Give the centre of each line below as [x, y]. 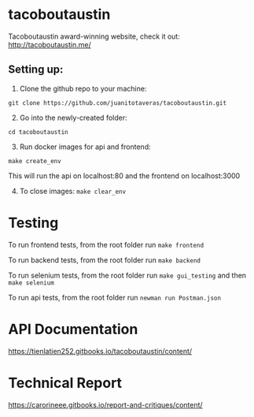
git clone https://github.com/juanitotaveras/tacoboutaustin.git [117, 103]
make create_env [35, 161]
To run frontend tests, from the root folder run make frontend [106, 244]
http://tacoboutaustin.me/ [50, 44]
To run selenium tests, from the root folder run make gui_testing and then [127, 275]
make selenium [31, 283]
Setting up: [36, 70]
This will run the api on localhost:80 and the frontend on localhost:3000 [124, 176]
